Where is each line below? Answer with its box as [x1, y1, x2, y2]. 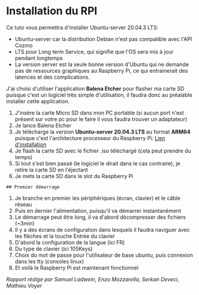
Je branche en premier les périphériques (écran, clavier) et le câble [14, 194, 181, 201]
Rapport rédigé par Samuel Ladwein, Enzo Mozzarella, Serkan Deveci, [6, 275, 179, 282]
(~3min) [14, 219, 35, 227]
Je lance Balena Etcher [14, 122, 71, 129]
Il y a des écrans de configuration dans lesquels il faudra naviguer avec [14, 226, 190, 233]
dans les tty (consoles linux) [14, 257, 85, 265]
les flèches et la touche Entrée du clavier [14, 232, 115, 240]
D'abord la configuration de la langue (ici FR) [14, 238, 125, 246]
